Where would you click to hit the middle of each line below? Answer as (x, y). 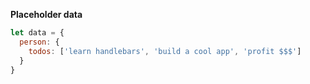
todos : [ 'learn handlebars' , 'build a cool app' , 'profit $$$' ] (165, 51)
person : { (39, 42)
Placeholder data (46, 14)
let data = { (37, 33)
